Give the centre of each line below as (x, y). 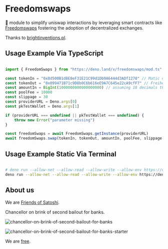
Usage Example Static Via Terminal (61, 154)
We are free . (18, 241)
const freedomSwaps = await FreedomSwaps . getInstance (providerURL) (77, 134)
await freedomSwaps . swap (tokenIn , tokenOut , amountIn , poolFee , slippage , (85, 138)
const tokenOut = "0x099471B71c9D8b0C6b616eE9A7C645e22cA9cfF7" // (77, 83)
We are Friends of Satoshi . (32, 202)
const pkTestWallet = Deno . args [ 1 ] (42, 106)
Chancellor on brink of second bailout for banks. (55, 212)
